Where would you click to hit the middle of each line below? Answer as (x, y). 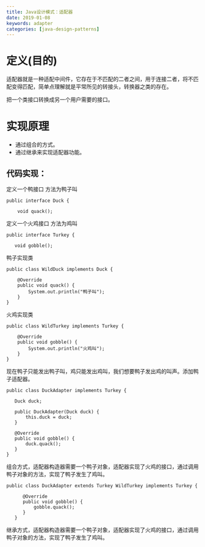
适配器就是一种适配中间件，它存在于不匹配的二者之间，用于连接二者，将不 (100, 79)
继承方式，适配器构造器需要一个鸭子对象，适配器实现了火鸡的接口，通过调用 (103, 530)
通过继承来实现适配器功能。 (50, 152)
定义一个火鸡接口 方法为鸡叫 (42, 223)
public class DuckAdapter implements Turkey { (67, 390)
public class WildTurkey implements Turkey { (65, 326)
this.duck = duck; (49, 417)
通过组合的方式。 (37, 145)
